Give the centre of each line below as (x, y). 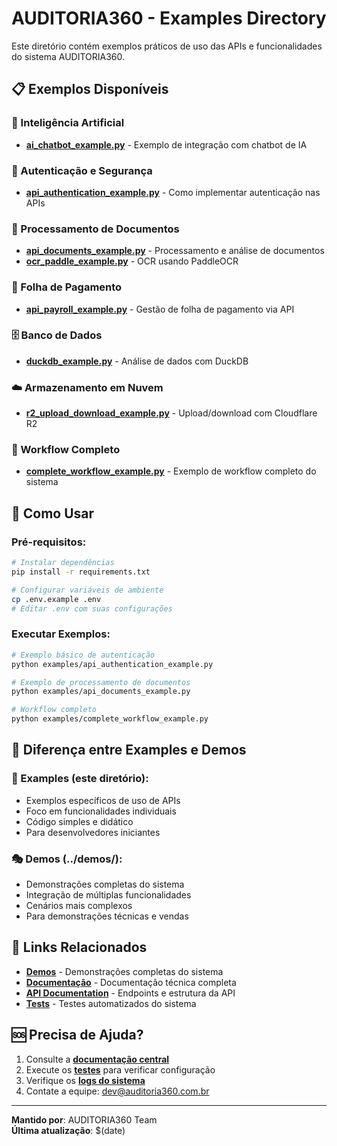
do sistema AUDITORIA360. (68, 56)
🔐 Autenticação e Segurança (82, 170)
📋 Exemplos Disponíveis (90, 89)
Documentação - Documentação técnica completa (131, 982)
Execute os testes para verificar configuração (120, 1069)
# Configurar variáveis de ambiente (87, 590)
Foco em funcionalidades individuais (101, 811)
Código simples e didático (79, 821)
